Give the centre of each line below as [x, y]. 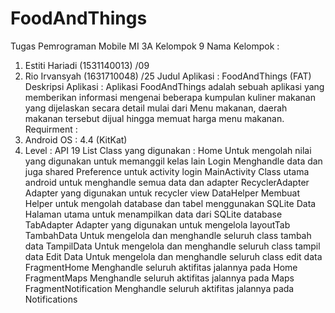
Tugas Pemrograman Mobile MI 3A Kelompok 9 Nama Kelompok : [145, 46]
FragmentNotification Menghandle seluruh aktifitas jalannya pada [159, 288]
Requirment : [51, 129]
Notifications [51, 299]
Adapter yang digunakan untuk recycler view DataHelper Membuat [162, 193]
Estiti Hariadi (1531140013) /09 [87, 65]
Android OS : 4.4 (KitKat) [76, 139]
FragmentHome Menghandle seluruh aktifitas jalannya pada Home [161, 267]
